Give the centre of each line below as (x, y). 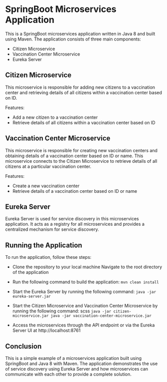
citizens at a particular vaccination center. (48, 166)
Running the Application (44, 245)
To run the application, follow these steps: (48, 257)
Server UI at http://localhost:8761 (46, 330)
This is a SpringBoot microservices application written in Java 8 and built (80, 34)
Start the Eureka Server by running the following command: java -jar (84, 292)
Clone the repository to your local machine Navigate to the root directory (87, 267)
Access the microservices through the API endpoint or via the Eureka (83, 325)
